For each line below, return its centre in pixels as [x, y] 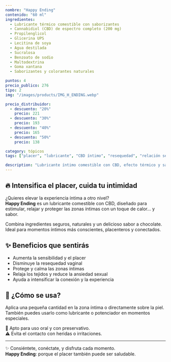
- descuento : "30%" [31, 118]
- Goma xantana [26, 67]
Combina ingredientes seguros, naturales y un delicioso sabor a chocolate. [84, 224]
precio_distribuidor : [28, 104]
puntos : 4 [16, 81]
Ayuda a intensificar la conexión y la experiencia [63, 279]
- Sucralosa [23, 52]
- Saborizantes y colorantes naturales [52, 72]
